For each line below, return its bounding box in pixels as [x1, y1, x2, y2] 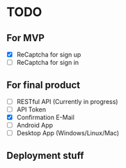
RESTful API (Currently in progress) [16, 97, 118, 105]
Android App [16, 121, 54, 130]
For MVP [6, 32, 45, 44]
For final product [6, 79, 81, 91]
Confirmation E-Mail [16, 113, 74, 122]
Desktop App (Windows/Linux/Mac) [16, 129, 120, 137]
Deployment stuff [6, 149, 84, 161]
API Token [16, 105, 47, 114]
